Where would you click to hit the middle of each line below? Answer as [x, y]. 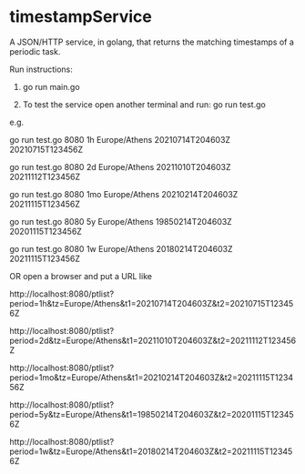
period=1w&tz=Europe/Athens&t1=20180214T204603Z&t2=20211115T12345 [151, 451]
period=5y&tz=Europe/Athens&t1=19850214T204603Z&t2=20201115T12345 [152, 414]
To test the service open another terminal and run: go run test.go [144, 104]
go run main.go [51, 86]
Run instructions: [41, 69]
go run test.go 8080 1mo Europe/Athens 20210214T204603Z [124, 194]
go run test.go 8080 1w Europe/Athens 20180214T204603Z [122, 248]
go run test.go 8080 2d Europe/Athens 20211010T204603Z [120, 166]
